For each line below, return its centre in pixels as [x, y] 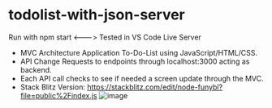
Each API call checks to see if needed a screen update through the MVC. [142, 78]
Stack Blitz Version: [52, 87]
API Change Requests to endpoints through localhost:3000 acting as [135, 61]
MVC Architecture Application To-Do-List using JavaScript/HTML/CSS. [139, 52]
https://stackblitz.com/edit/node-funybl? [155, 87]
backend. [36, 69]
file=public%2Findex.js [58, 95]
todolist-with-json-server [97, 15]
